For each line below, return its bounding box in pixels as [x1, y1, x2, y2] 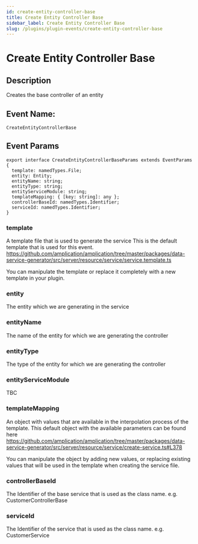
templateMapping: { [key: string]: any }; [11, 194, 120, 200]
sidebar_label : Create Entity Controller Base [6, 20, 125, 26]
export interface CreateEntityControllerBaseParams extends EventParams [6, 157, 193, 163]
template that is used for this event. [6, 244, 94, 251]
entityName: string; [11, 178, 63, 184]
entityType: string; [11, 183, 63, 190]
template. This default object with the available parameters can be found [6, 424, 187, 431]
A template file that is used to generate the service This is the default [6, 237, 178, 244]
